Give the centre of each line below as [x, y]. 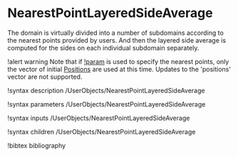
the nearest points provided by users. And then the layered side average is [117, 40]
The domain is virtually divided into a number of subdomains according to [116, 33]
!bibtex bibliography [37, 145]
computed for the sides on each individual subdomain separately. [103, 48]
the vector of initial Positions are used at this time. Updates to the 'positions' [119, 69]
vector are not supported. [45, 77]
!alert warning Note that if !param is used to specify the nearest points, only [118, 61]
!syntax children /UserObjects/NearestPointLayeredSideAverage [102, 131]
